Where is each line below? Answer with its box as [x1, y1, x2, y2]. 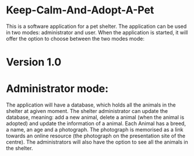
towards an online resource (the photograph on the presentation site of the [6, 132, 185, 140]
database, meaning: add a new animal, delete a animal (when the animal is [6, 114, 185, 121]
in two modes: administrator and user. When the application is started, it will [6, 29, 188, 36]
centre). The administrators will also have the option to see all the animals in [6, 139, 188, 146]
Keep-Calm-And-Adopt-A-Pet [6, 3, 154, 17]
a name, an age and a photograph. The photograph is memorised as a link [6, 126, 184, 133]
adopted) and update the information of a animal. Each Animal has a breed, [6, 120, 186, 127]
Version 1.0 [6, 56, 62, 69]
